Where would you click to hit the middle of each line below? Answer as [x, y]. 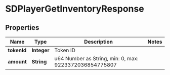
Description [98, 42]
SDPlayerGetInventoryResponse [75, 9]
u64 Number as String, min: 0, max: [96, 59]
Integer [40, 50]
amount [17, 62]
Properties [22, 28]
